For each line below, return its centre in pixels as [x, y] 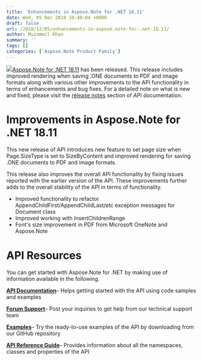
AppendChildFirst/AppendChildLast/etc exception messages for [95, 205]
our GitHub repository [33, 333]
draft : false [23, 23]
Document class [35, 211]
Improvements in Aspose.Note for [93, 120]
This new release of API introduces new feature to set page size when [94, 149]
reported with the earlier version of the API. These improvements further [97, 180]
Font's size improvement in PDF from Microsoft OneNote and [91, 224]
